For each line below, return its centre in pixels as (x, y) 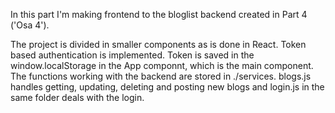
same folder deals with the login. (77, 97)
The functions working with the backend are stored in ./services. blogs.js (161, 76)
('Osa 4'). (30, 25)
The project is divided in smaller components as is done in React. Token (158, 44)
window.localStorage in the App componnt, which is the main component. (162, 65)
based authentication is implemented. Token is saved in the (132, 55)
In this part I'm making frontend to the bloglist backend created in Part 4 (159, 14)
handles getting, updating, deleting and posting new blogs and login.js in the (167, 87)
